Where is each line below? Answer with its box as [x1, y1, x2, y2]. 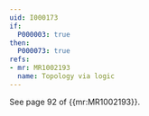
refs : [9, 55, 30, 64]
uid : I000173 [9, 13, 59, 22]
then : [9, 38, 30, 48]
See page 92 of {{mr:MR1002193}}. [9, 96, 141, 107]
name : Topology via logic [17, 72, 116, 81]
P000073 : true [17, 47, 70, 56]
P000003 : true [17, 30, 70, 39]
